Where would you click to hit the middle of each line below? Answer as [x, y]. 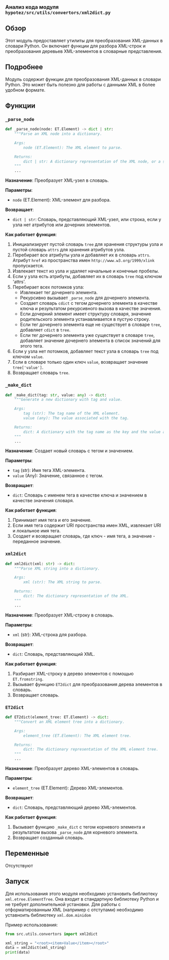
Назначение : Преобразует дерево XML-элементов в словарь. [72, 768]
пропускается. [28, 266]
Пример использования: [31, 925]
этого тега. [32, 346]
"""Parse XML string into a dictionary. [57, 568]
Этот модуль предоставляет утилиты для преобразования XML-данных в [84, 40]
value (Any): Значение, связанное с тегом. [58, 476]
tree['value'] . [28, 367]
